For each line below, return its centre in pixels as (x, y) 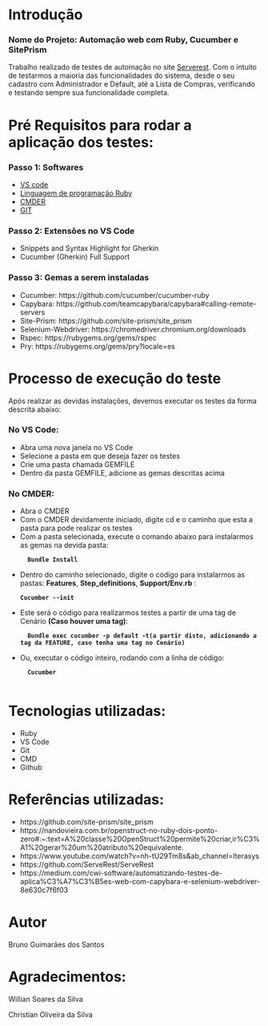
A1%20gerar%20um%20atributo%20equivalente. (102, 847)
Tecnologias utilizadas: (87, 711)
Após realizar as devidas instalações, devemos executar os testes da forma (133, 400)
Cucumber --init (47, 598)
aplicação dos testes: (81, 142)
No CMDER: (31, 493)
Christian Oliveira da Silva (51, 1014)
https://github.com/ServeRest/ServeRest (87, 864)
